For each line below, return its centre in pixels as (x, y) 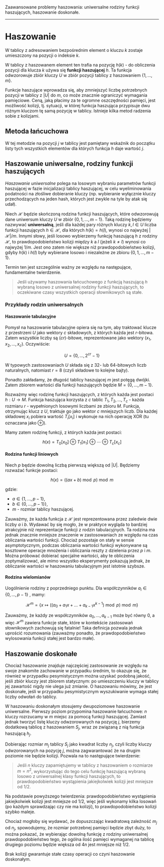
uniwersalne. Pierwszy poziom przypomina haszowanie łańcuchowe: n (76, 711)
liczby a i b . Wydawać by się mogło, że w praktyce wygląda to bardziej (76, 524)
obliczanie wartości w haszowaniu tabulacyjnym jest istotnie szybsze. (75, 566)
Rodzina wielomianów (28, 577)
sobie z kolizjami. (22, 116)
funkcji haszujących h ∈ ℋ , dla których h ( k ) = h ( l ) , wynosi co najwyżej (77, 230)
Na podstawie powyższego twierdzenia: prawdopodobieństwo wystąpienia (81, 796)
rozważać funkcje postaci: (31, 470)
